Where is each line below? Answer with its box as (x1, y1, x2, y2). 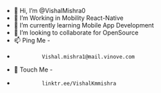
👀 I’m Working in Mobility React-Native (13, 14, 124, 22)
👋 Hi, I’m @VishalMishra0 (13, 7, 86, 14)
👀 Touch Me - (13, 65, 53, 74)
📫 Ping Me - (13, 37, 50, 44)
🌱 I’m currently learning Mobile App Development (13, 21, 154, 29)
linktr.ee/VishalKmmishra (41, 80, 117, 87)
